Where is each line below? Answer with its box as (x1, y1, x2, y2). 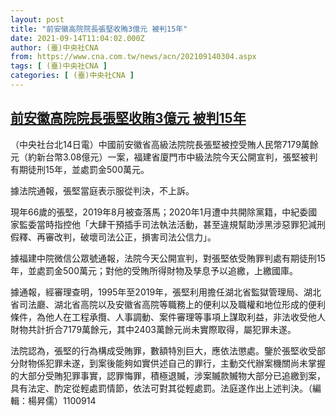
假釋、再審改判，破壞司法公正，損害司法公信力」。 (10, 231, 217, 243)
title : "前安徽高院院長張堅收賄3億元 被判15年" (10, 24, 188, 34)
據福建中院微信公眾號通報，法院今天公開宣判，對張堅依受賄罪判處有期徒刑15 (10, 252, 326, 264)
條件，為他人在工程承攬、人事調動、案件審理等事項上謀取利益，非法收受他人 (10, 311, 326, 323)
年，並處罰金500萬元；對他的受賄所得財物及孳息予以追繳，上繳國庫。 (10, 264, 298, 276)
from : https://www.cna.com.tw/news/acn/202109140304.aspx (10, 52, 257, 62)
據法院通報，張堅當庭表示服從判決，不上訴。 (10, 184, 195, 196)
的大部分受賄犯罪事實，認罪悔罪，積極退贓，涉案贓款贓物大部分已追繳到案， (10, 369, 326, 381)
